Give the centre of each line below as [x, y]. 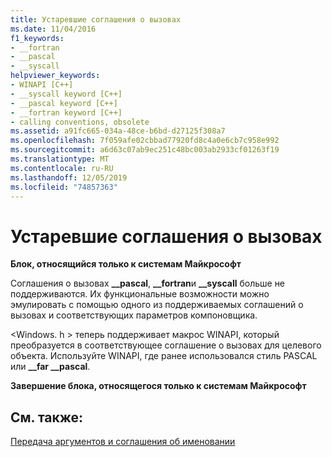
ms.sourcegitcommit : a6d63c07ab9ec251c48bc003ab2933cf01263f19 [145, 150]
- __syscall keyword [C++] [66, 94]
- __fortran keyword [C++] [66, 112]
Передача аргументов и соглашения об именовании [123, 442]
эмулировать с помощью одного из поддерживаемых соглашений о [157, 305]
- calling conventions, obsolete [80, 122]
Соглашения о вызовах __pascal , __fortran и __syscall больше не [148, 283]
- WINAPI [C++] [42, 85]
